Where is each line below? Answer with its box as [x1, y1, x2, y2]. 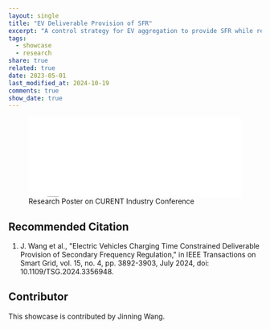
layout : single [8, 11, 59, 20]
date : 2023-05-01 [8, 72, 67, 80]
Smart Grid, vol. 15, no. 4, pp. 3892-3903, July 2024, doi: [19, 258, 210, 268]
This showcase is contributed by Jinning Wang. [8, 311, 166, 321]
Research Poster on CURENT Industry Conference [28, 196, 195, 206]
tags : [8, 34, 27, 43]
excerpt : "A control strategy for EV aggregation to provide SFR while [8, 27, 253, 35]
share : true [8, 57, 48, 65]
